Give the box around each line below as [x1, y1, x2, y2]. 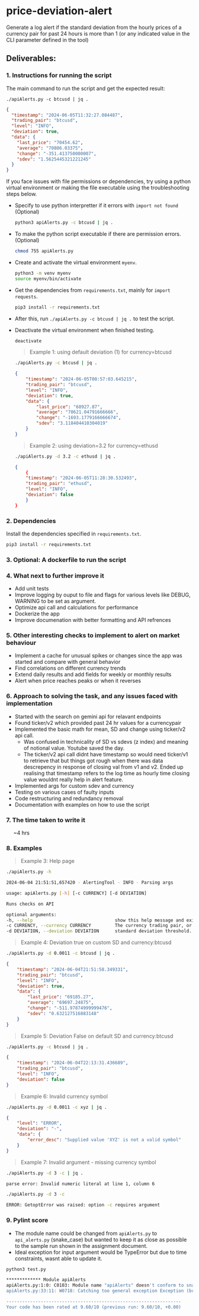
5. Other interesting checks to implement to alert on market [6, 631, 180, 639]
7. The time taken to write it [6, 816, 86, 824]
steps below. [6, 191, 37, 198]
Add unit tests [14, 585, 49, 592]
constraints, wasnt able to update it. [14, 1254, 102, 1262]
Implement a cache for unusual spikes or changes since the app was [14, 652, 182, 659]
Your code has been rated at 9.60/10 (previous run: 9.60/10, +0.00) [6, 1304, 182, 1310]
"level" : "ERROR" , [17, 1121, 62, 1126]
